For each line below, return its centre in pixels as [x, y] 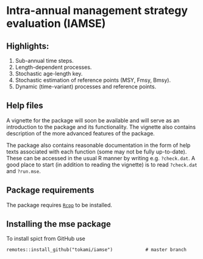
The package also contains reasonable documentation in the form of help [98, 145]
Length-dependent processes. [53, 67]
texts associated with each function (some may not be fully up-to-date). [97, 151]
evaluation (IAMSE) [56, 23]
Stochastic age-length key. [49, 73]
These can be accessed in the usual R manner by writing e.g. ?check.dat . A [101, 158]
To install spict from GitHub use [46, 239]
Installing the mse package [59, 224]
